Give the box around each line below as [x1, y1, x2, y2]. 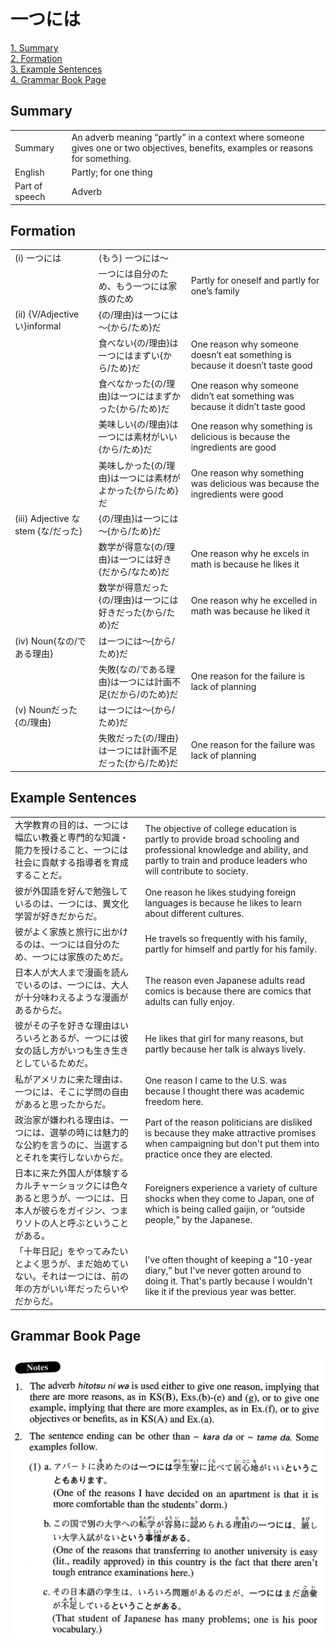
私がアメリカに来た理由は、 [14, 1073, 129, 1085]
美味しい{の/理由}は [98, 418, 179, 430]
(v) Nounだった [14, 704, 78, 716]
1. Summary [10, 41, 59, 54]
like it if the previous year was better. [144, 1286, 297, 1298]
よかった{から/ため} [98, 484, 179, 496]
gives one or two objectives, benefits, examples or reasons [71, 141, 314, 154]
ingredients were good [190, 488, 284, 500]
